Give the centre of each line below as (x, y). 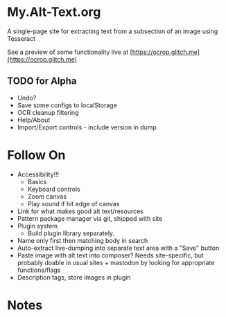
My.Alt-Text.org (54, 12)
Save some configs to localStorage (67, 105)
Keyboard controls (54, 189)
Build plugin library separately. (71, 233)
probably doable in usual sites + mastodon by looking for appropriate (116, 262)
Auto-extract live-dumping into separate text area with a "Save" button (118, 248)
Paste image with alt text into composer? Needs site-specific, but (111, 255)
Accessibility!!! (38, 174)
